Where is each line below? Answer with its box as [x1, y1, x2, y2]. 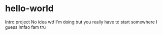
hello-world [5, 3, 54, 14]
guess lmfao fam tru [5, 24, 46, 30]
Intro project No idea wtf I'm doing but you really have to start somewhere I [5, 19, 158, 25]
